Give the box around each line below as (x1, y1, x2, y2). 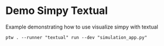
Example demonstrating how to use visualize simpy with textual (5, 23, 159, 30)
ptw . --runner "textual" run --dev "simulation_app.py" (5, 34, 148, 40)
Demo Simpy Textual (5, 4, 108, 17)
